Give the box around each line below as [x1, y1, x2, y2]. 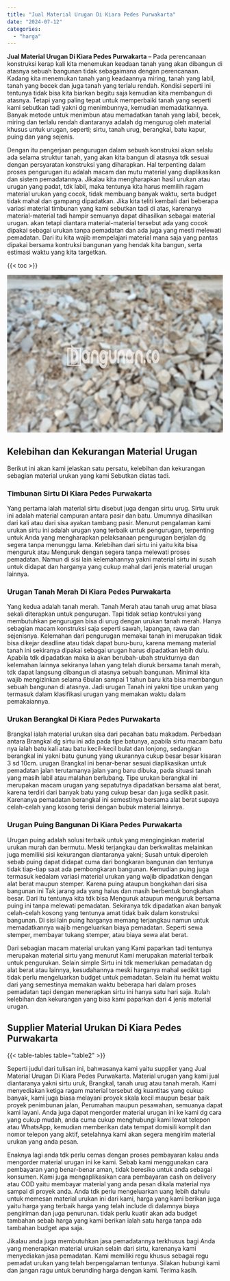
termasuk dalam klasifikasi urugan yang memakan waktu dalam [7, 690, 186, 698]
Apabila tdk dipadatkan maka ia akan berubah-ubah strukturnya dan [7, 654, 200, 662]
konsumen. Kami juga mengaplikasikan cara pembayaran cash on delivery [7, 1173, 217, 1181]
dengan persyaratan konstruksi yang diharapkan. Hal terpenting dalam [7, 161, 206, 169]
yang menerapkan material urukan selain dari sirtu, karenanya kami [7, 1244, 196, 1252]
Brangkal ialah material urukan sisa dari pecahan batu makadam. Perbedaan [7, 730, 222, 738]
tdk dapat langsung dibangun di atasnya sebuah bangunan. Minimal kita [7, 668, 210, 676]
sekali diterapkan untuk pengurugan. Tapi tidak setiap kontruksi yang [7, 610, 202, 618]
